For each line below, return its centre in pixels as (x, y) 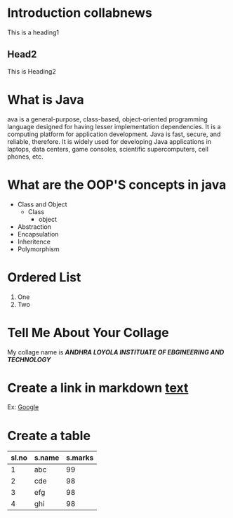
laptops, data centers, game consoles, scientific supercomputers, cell (108, 149)
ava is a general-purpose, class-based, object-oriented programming (108, 119)
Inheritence (34, 241)
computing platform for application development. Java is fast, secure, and (114, 134)
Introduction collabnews (80, 13)
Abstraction (34, 227)
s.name (47, 458)
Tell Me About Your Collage (88, 332)
